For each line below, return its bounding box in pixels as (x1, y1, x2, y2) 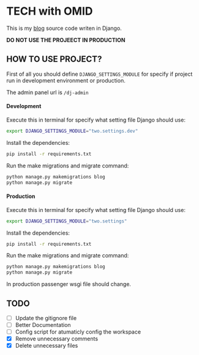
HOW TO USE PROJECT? (6, 54, 102, 65)
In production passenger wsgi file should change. (6, 280, 132, 288)
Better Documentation (15, 321, 72, 329)
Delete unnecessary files (15, 342, 78, 350)
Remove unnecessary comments (15, 335, 99, 343)
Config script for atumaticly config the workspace (15, 328, 141, 335)
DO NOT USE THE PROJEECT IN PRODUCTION (6, 36, 126, 43)
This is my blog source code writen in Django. (6, 24, 122, 32)
